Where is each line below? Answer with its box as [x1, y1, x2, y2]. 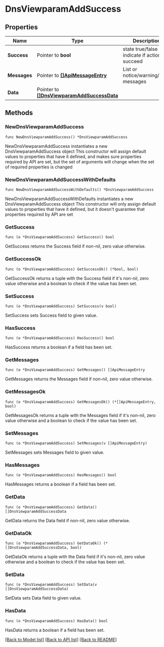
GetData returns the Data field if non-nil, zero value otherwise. [5, 517, 130, 523]
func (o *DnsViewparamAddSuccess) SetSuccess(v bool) [5, 303, 117, 309]
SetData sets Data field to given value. [5, 595, 82, 601]
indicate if [123, 52, 145, 58]
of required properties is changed [5, 164, 73, 170]
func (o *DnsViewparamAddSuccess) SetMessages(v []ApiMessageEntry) [5, 441, 147, 446]
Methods [5, 109, 33, 117]
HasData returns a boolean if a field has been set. [5, 627, 105, 633]
